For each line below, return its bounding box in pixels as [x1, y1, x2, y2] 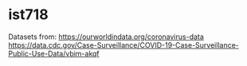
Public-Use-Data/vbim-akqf [8, 49, 100, 58]
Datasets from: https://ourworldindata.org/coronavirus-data [8, 32, 205, 41]
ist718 [8, 6, 49, 24]
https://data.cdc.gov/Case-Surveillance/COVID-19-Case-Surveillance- [8, 40, 239, 49]
